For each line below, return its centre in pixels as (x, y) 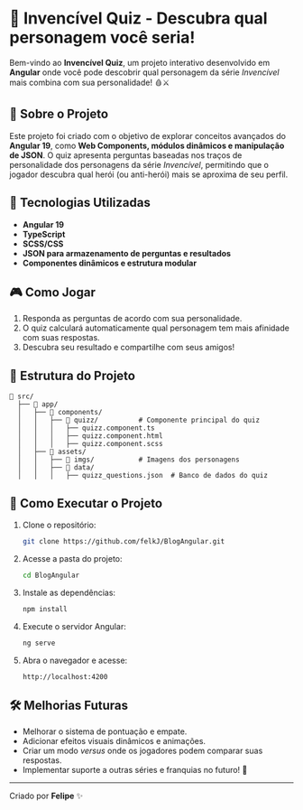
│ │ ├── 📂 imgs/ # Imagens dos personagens (129, 460)
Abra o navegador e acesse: (75, 660)
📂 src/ (22, 396)
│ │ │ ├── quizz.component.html (91, 436)
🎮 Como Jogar (53, 292)
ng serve (39, 643)
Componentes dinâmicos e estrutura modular (109, 263)
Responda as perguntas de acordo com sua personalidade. (132, 319)
